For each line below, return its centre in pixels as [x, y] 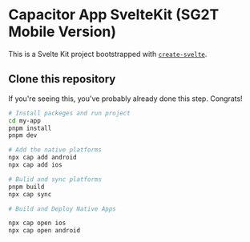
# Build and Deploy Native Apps [62, 209]
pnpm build [26, 187]
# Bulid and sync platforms [55, 179]
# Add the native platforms [55, 150]
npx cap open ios [37, 223]
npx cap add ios [35, 165]
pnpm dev [23, 135]
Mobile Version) [62, 32]
